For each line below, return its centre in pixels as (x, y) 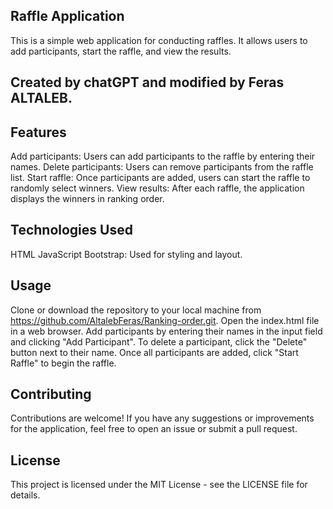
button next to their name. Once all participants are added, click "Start (154, 352)
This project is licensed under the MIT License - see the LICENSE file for (159, 485)
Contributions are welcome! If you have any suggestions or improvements (162, 418)
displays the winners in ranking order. (87, 199)
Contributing (51, 394)
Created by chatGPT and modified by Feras (147, 82)
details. (25, 495)
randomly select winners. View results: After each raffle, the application (157, 188)
